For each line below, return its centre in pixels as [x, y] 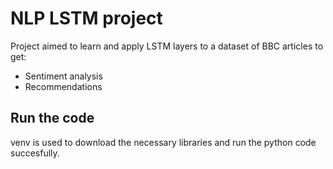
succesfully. [35, 153]
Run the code [52, 118]
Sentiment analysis [63, 76]
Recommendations [63, 86]
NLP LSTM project [86, 18]
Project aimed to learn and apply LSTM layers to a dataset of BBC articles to [167, 46]
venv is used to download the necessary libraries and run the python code [163, 142]
